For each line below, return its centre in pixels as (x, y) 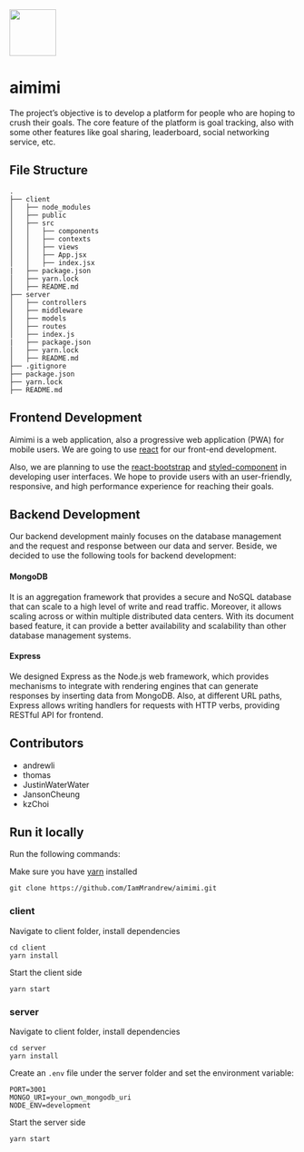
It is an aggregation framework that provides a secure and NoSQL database (151, 596)
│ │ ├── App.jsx (49, 255)
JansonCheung (51, 794)
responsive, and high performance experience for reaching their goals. (142, 486)
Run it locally (47, 832)
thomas (37, 774)
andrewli (39, 765)
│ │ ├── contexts (50, 239)
